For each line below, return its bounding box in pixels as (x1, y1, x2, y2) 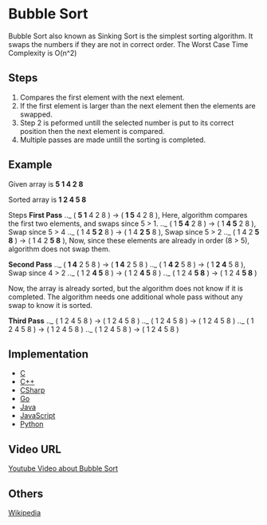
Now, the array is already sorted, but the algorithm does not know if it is (8, 283, 243, 293)
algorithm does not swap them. (8, 244, 111, 254)
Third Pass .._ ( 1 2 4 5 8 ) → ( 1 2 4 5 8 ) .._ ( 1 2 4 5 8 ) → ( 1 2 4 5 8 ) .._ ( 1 (8, 316, 254, 326)
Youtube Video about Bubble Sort (8, 464, 118, 473)
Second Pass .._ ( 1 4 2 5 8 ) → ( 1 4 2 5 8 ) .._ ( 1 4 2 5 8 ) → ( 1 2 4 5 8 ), (8, 259, 245, 269)
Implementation (8, 347, 89, 361)
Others (8, 487, 44, 500)
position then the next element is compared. (19, 126, 165, 136)
